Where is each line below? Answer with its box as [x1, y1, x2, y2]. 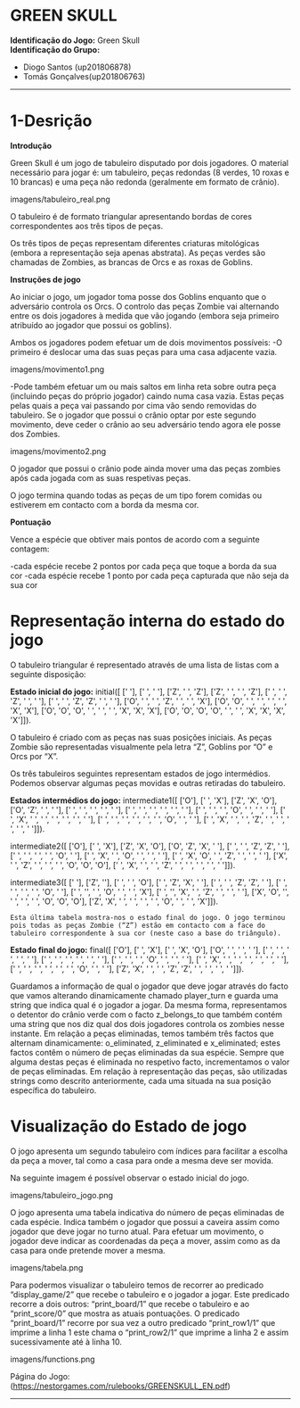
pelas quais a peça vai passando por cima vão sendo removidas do [10, 400, 257, 410]
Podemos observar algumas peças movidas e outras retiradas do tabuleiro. [10, 777, 286, 788]
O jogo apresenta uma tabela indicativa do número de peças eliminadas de [10, 1206, 285, 1218]
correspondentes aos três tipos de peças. [10, 220, 164, 231]
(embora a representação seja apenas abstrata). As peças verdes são [10, 247, 266, 258]
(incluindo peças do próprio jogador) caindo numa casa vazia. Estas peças [10, 390, 284, 402]
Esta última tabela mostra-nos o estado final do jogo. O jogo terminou [10, 913, 286, 922]
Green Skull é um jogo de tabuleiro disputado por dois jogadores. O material [10, 157, 288, 168]
